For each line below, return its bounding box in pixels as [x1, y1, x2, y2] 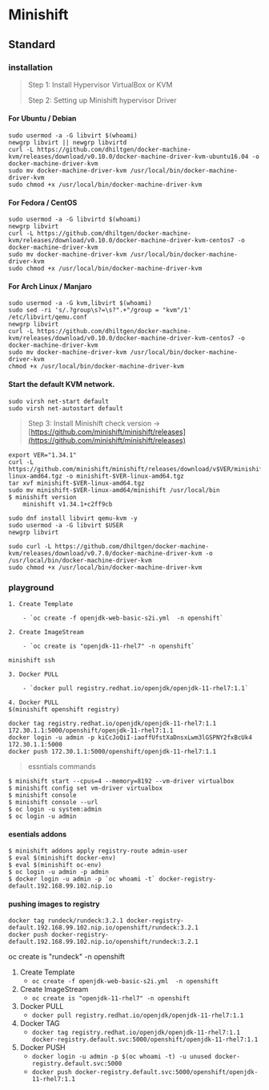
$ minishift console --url [8, 798, 98, 806]
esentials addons [8, 829, 67, 839]
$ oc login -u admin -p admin [8, 868, 110, 876]
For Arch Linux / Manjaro [8, 281, 92, 291]
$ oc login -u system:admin [8, 805, 102, 813]
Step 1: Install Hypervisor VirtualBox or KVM [27, 79, 173, 89]
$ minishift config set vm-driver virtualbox [8, 784, 163, 792]
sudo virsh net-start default [8, 397, 110, 405]
